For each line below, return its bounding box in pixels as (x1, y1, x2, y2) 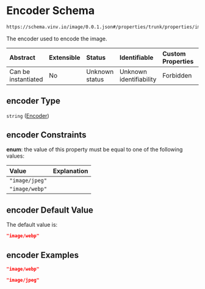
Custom (162, 49, 186, 58)
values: (6, 152, 24, 159)
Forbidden (162, 71, 192, 79)
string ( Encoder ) (6, 112, 50, 119)
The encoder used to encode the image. (6, 35, 108, 42)
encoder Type (6, 96, 61, 106)
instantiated (9, 75, 43, 83)
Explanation (52, 167, 88, 175)
